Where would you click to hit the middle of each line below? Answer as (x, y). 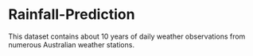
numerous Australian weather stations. (72, 44)
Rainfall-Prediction (72, 15)
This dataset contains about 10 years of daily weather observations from (127, 36)
